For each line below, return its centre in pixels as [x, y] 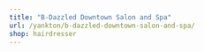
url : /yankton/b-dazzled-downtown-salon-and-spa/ [102, 26]
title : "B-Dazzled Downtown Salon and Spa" [91, 17]
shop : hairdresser [43, 33]
